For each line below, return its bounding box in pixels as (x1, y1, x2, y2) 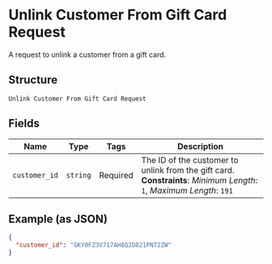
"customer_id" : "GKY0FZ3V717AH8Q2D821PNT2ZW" (15, 241, 172, 249)
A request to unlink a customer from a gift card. (8, 49, 167, 59)
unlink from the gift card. (141, 164, 235, 176)
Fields (8, 117, 40, 130)
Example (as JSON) (8, 212, 108, 226)
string (66, 170, 91, 180)
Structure (8, 73, 58, 87)
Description (177, 140, 224, 151)
